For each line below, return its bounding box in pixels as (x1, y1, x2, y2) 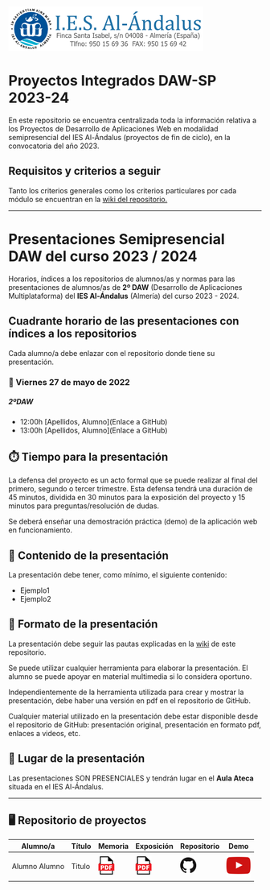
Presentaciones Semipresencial (8, 230, 225, 248)
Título (71, 841, 92, 851)
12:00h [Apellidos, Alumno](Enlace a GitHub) (19, 417, 168, 427)
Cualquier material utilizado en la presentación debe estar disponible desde (8, 711, 259, 721)
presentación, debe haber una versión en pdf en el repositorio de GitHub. (8, 695, 252, 706)
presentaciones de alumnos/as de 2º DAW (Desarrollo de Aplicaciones (8, 282, 243, 292)
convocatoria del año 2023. (8, 141, 100, 151)
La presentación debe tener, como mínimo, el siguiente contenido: (8, 570, 227, 580)
